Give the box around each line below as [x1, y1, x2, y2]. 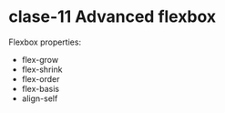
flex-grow [21, 54, 59, 65]
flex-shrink [21, 64, 63, 75]
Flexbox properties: [8, 36, 82, 47]
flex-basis [21, 83, 60, 94]
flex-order [21, 73, 60, 84]
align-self [21, 93, 58, 104]
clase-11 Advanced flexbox [8, 6, 216, 27]
